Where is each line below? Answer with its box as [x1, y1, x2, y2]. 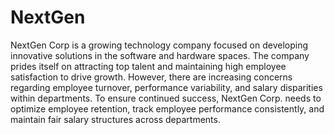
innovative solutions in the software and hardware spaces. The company [10, 49, 310, 61]
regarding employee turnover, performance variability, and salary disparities [10, 81, 323, 93]
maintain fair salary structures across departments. [10, 113, 221, 125]
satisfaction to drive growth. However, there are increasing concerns [10, 71, 293, 83]
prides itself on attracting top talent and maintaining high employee [10, 60, 287, 72]
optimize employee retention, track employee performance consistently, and [10, 102, 325, 115]
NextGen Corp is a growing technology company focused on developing [10, 39, 309, 51]
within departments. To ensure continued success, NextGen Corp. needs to [10, 92, 322, 104]
